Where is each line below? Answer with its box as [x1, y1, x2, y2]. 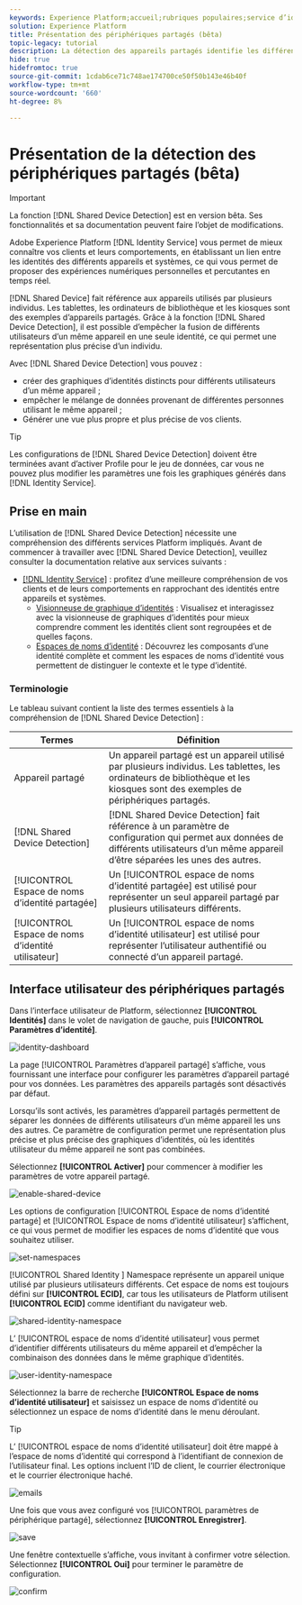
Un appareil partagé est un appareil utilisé [108, 749, 285, 761]
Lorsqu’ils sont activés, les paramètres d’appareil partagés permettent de [9, 1106, 280, 1117]
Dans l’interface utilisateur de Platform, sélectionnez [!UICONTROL [9, 1006, 258, 1017]
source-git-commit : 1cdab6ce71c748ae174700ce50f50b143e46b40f [9, 72, 247, 81]
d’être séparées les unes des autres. [108, 853, 262, 866]
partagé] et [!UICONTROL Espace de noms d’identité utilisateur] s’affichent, [9, 1216, 289, 1227]
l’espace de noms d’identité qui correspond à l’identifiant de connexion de [9, 1451, 284, 1462]
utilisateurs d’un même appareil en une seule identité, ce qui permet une [9, 331, 277, 342]
